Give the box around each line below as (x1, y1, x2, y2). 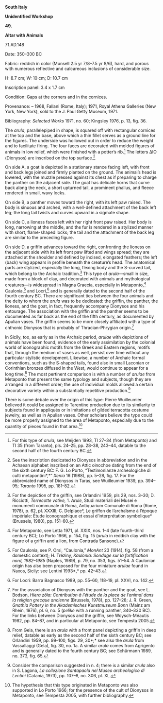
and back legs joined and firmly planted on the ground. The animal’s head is (5, 170, 157, 175)
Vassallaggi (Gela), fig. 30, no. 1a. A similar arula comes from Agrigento (12, 642, 155, 648)
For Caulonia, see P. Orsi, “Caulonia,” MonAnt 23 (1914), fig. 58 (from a (12, 547, 154, 553)
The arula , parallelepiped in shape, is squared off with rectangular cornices (5, 127, 156, 133)
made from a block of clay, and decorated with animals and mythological (5, 275, 150, 281)
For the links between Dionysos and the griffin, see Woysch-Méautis (12, 612, 149, 618)
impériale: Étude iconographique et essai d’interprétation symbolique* (12, 513, 152, 519)
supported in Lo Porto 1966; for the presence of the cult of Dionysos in (12, 687, 154, 693)
